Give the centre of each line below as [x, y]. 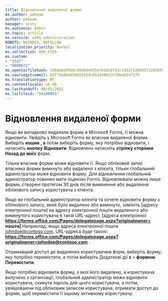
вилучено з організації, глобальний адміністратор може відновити [76, 277]
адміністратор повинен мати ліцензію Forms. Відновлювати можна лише [83, 179]
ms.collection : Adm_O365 [31, 52]
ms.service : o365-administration [40, 38]
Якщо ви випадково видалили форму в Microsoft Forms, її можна [74, 132]
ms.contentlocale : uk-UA [31, 84]
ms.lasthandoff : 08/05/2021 [34, 89]
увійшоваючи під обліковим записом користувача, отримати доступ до [82, 288]
